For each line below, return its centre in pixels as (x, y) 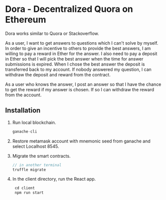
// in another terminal (37, 165)
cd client (25, 188)
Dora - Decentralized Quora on (69, 9)
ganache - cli (25, 132)
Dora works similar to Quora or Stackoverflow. (52, 33)
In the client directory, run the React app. (54, 179)
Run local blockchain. (34, 122)
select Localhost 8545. (36, 146)
